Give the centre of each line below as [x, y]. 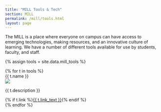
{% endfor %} [19, 105]
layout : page [18, 23]
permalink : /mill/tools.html [35, 18]
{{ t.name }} [17, 76]
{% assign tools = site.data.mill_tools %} [46, 62]
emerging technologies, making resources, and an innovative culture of [77, 42]
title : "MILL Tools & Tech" [34, 9]
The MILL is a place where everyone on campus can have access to [73, 37]
